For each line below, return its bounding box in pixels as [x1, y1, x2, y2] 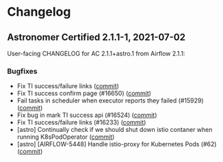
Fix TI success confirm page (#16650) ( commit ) [16, 90, 152, 98]
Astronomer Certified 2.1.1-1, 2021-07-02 [7, 31, 186, 43]
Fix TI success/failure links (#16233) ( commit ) [16, 118, 146, 126]
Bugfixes [7, 66, 38, 76]
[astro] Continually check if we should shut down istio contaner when [16, 126, 213, 134]
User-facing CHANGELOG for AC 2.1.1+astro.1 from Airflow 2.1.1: [7, 49, 185, 57]
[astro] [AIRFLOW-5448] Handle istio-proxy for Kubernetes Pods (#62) [16, 140, 217, 148]
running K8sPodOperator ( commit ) [16, 133, 115, 141]
